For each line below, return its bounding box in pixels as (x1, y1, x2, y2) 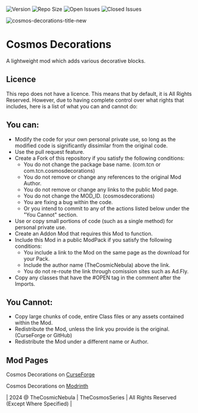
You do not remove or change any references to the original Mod (23, 173, 181, 180)
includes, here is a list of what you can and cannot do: (6, 102, 138, 109)
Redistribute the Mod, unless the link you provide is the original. (14, 325, 170, 333)
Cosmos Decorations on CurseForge (6, 371, 95, 378)
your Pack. (23, 255, 50, 262)
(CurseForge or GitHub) (14, 332, 73, 339)
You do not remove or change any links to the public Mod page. (23, 186, 178, 193)
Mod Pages (6, 355, 48, 365)
